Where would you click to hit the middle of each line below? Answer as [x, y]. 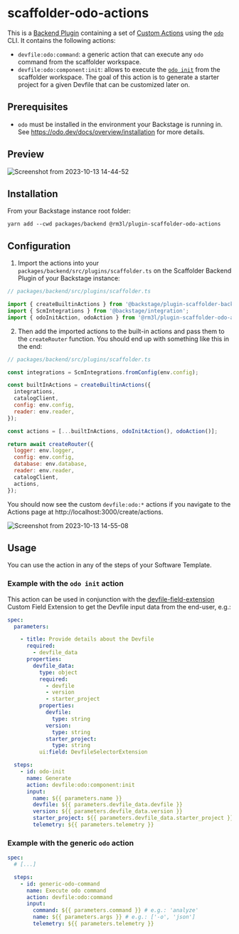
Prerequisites [38, 107]
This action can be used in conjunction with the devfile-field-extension [111, 599]
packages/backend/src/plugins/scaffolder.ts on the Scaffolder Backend [124, 271]
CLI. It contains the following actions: [62, 40]
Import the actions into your [58, 263]
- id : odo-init [43, 772]
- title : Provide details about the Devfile [87, 639]
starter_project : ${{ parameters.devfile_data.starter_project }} [133, 818]
